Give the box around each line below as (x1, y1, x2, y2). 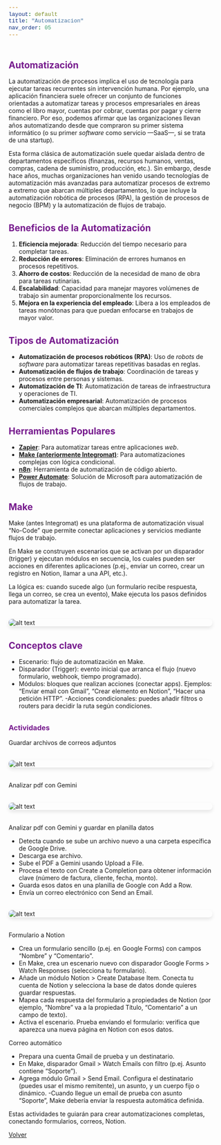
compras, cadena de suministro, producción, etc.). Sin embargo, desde (8, 164, 211, 172)
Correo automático (8, 1038, 62, 1047)
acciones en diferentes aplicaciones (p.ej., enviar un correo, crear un (8, 561, 205, 570)
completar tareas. (18, 247, 69, 255)
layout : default (8, 11, 58, 18)
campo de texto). (18, 1011, 68, 1019)
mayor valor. (18, 313, 55, 322)
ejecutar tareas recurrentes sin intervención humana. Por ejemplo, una (8, 84, 209, 92)
